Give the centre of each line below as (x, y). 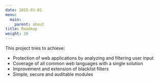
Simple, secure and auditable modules (53, 74)
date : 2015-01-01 (24, 10)
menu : (11, 15)
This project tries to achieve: (35, 48)
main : (16, 19)
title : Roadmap (21, 29)
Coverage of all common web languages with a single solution (78, 63)
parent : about (29, 24)
